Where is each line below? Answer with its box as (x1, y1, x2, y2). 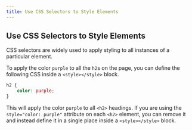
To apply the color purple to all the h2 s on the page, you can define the (6, 64, 180, 72)
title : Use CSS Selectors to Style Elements (6, 8, 119, 15)
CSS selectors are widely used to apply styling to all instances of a (6, 47, 170, 54)
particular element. (6, 53, 52, 60)
